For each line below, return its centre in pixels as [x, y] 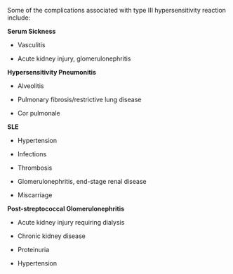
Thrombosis [35, 168]
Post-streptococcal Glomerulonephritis [66, 208]
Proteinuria [33, 250]
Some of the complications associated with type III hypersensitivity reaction [117, 10]
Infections [32, 154]
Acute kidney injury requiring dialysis [71, 222]
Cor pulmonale [39, 113]
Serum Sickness [32, 31]
